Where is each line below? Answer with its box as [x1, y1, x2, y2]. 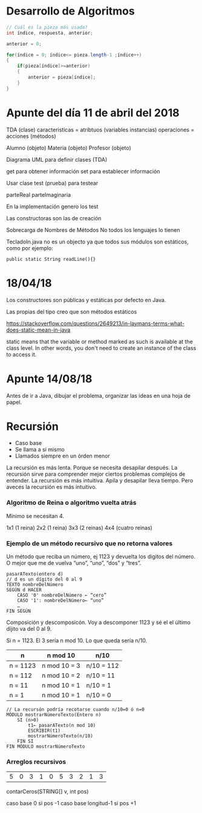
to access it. [6, 351, 37, 358]
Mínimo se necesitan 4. [6, 512, 65, 519]
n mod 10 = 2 [41, 671, 80, 680]
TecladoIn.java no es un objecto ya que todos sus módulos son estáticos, [6, 238, 189, 245]
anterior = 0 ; [6, 41, 42, 47]
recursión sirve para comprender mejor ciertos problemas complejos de [6, 470, 186, 478]
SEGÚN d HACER [6, 587, 42, 593]
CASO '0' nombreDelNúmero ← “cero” [17, 592, 107, 599]
